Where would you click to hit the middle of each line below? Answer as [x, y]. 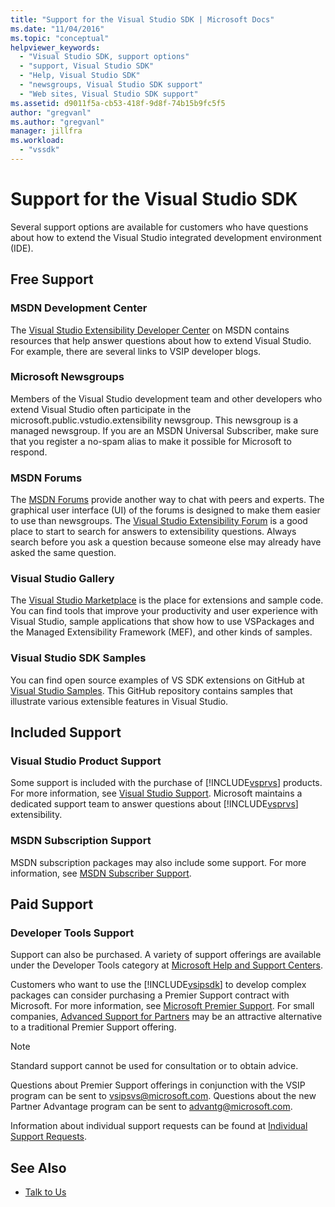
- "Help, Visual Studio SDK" [80, 76]
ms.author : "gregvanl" [57, 122]
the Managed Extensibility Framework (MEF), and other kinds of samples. [161, 632]
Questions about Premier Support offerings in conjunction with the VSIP [158, 1085]
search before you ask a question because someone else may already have [166, 542]
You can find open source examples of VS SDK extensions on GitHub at [157, 680]
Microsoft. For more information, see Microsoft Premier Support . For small [162, 1006]
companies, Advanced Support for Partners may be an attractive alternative [166, 1017]
